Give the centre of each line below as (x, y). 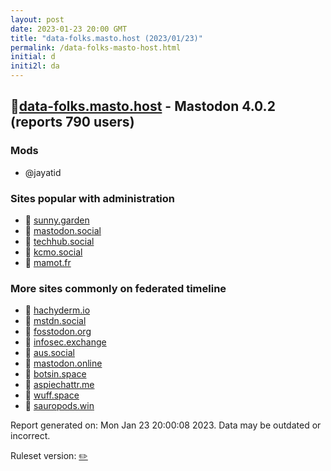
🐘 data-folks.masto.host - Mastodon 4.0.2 (143, 106)
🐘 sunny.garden (57, 220)
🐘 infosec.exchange (65, 342)
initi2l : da (35, 66)
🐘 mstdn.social (55, 321)
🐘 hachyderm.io (57, 310)
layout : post (37, 19)
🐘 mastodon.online (63, 363)
